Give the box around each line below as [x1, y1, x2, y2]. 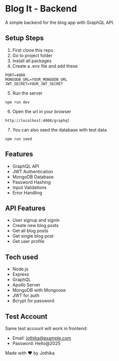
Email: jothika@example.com [12, 335, 71, 341]
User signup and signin [12, 217, 60, 223]
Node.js [12, 266, 29, 272]
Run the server [12, 90, 43, 96]
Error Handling [12, 190, 43, 196]
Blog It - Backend [5, 3, 77, 14]
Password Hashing [12, 179, 51, 185]
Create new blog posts [12, 223, 59, 229]
